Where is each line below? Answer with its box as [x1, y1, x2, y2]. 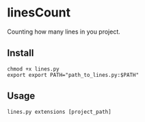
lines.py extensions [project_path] [7, 108, 111, 115]
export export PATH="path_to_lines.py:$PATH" [7, 71, 139, 78]
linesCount [7, 5, 70, 21]
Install [7, 47, 34, 59]
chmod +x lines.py [7, 65, 60, 73]
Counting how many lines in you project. [7, 27, 121, 36]
